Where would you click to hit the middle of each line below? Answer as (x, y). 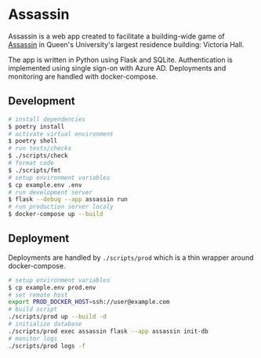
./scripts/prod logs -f (47, 346)
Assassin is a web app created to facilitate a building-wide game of (116, 36)
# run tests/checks (40, 148)
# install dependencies (47, 119)
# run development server (50, 192)
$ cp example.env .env (45, 185)
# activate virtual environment (61, 134)
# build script (33, 309)
